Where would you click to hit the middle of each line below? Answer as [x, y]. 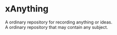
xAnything [27, 9]
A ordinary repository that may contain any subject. [57, 27]
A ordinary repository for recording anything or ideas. [59, 22]
